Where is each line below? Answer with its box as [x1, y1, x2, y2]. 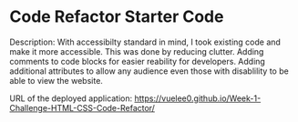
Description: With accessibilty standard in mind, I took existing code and [9, 36, 281, 47]
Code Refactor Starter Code [9, 6, 224, 27]
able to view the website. [9, 75, 103, 86]
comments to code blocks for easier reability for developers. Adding [9, 56, 266, 66]
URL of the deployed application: [9, 93, 133, 104]
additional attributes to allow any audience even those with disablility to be [9, 66, 289, 76]
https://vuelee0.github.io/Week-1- [134, 93, 262, 104]
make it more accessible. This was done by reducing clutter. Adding [9, 46, 264, 56]
